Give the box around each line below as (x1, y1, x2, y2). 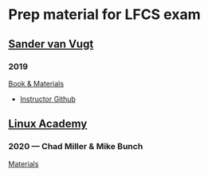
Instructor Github (19, 94, 76, 104)
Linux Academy (8, 117, 88, 131)
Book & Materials (8, 78, 65, 88)
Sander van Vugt (8, 37, 94, 51)
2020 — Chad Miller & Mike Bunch (8, 141, 143, 152)
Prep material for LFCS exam (8, 6, 201, 24)
